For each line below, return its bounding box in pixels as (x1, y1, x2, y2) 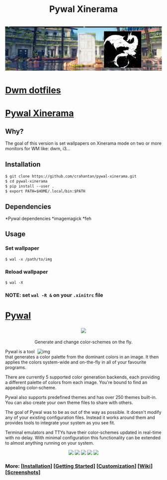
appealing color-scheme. (5, 384, 57, 391)
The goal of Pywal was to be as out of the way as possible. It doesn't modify (5, 409, 162, 415)
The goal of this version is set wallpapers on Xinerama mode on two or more (5, 140, 162, 146)
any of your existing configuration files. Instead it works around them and (5, 414, 155, 421)
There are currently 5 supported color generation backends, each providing (5, 374, 160, 380)
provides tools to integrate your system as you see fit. (5, 420, 115, 426)
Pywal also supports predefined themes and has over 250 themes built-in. (5, 394, 157, 400)
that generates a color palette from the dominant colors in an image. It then (5, 354, 159, 360)
